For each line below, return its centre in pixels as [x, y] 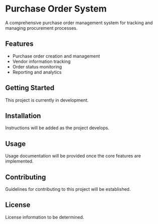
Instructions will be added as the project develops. [57, 128]
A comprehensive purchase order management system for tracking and [79, 23]
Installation [23, 116]
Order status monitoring [37, 66]
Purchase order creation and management [56, 56]
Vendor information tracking [42, 61]
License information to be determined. [45, 217]
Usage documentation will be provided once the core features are [73, 156]
